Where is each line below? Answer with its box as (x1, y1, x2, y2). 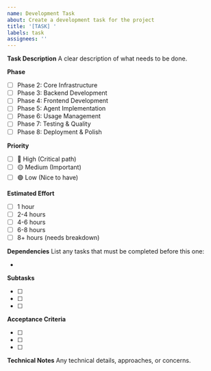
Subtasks (7, 273, 35, 282)
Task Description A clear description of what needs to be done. (7, 54, 188, 63)
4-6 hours (16, 218, 46, 226)
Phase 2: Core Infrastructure (16, 81, 98, 89)
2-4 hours (16, 210, 46, 218)
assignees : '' (7, 36, 48, 43)
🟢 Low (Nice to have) (16, 173, 79, 181)
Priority (7, 142, 29, 150)
